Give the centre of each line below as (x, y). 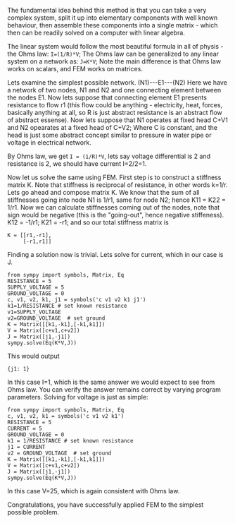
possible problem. (33, 512)
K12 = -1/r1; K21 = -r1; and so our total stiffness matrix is (88, 222)
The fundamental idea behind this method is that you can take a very (107, 10)
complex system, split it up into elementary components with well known (113, 18)
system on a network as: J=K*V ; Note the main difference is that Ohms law (114, 61)
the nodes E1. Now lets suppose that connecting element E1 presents (107, 97)
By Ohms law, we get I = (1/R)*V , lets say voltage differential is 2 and (109, 156)
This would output (33, 356)
